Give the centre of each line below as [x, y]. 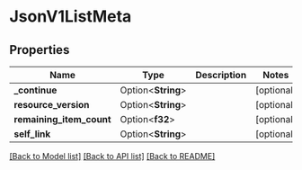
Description [221, 75]
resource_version [52, 105]
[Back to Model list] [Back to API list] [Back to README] [112, 156]
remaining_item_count [62, 119]
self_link [32, 134]
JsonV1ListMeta [71, 17]
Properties [40, 50]
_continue [36, 90]
